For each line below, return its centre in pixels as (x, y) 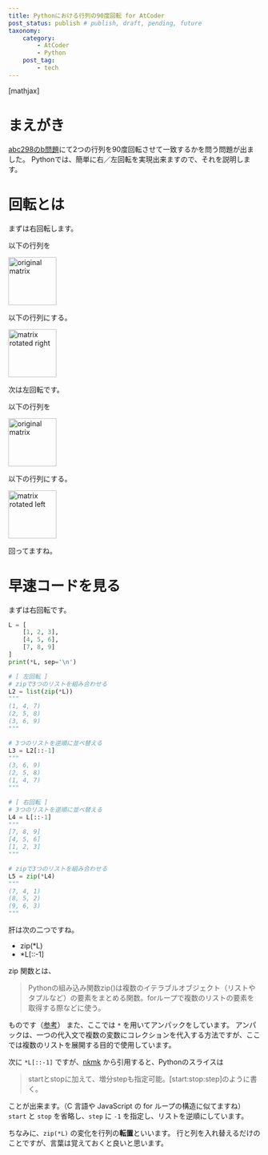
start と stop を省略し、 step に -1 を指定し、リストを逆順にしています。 (128, 1116)
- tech (48, 68)
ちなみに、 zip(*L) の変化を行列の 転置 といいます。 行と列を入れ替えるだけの (134, 1133)
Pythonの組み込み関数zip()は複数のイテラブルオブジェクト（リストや (142, 988)
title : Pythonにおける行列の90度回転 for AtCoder (87, 16)
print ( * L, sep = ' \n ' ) (43, 662)
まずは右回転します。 (43, 228)
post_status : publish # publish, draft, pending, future (105, 23)
